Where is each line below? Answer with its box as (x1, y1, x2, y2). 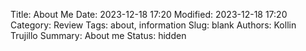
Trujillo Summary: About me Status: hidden (10, 30, 187, 41)
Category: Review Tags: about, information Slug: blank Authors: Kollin (10, 19, 297, 31)
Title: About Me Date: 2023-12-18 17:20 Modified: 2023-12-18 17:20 (10, 9, 288, 20)
